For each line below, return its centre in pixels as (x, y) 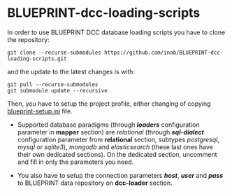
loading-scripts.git (37, 58)
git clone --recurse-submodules (54, 53)
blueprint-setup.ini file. (40, 111)
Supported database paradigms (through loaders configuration (109, 125)
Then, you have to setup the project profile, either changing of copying (109, 104)
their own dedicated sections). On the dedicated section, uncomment (117, 154)
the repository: (29, 39)
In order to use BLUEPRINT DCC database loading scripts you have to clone (116, 32)
